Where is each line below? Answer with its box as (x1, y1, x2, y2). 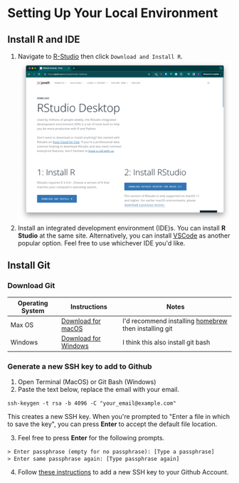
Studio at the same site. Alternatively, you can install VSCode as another (17, 231, 230, 240)
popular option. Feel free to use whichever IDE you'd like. (17, 238, 186, 247)
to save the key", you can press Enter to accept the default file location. (7, 420, 218, 428)
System (21, 306, 45, 314)
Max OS (10, 320, 34, 329)
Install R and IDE (7, 33, 80, 46)
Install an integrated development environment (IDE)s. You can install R (17, 223, 226, 232)
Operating (17, 299, 48, 307)
